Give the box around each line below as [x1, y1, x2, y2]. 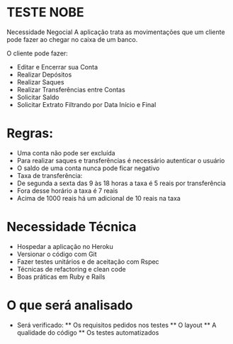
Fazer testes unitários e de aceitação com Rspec [16, 257, 160, 266]
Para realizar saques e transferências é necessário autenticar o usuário [16, 156, 225, 165]
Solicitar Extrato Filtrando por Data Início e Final [16, 100, 157, 109]
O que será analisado [6, 297, 133, 313]
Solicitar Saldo [16, 93, 59, 101]
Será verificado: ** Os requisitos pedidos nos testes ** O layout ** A [16, 321, 217, 329]
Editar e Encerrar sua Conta [16, 62, 98, 71]
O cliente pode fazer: [6, 49, 68, 57]
